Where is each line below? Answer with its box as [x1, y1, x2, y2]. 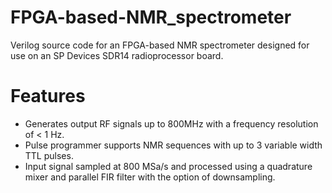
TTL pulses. [24, 149, 74, 161]
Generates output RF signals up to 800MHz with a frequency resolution [24, 117, 319, 130]
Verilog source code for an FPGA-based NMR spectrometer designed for [10, 39, 310, 51]
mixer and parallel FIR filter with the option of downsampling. [24, 171, 276, 183]
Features [10, 85, 86, 108]
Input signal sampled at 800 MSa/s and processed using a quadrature [24, 160, 313, 172]
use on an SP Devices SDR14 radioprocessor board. [10, 49, 224, 61]
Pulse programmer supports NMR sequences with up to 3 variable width [24, 139, 323, 151]
